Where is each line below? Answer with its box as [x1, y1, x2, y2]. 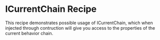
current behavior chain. [5, 30, 53, 36]
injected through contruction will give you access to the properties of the [5, 25, 155, 31]
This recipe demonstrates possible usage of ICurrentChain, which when [5, 20, 153, 26]
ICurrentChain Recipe [5, 3, 96, 15]
